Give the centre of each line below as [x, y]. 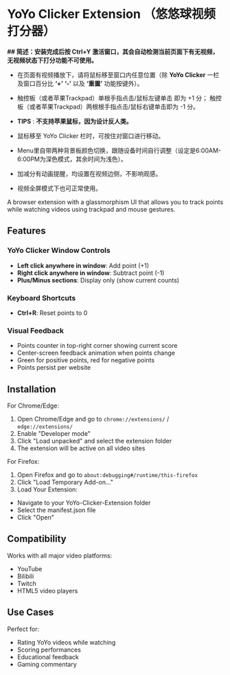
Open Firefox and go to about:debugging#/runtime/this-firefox [107, 475]
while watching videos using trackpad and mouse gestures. [91, 209]
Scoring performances [49, 650]
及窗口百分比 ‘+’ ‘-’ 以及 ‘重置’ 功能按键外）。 [80, 83]
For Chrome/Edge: [33, 406]
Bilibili [25, 576]
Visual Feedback [35, 331]
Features [26, 231]
